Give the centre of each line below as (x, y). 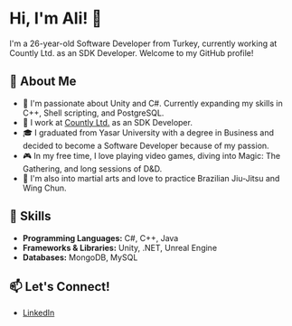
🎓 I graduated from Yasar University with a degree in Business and (148, 132)
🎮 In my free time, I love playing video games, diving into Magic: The (151, 155)
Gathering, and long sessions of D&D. (92, 168)
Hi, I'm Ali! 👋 (56, 19)
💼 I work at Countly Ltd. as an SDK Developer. (107, 122)
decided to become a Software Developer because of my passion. (146, 145)
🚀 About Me (43, 82)
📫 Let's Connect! (60, 287)
